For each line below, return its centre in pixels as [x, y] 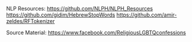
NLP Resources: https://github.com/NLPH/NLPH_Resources [80, 9]
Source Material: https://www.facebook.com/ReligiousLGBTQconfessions [96, 33]
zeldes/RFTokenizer [31, 21]
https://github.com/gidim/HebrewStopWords [61, 15]
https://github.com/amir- [146, 15]
